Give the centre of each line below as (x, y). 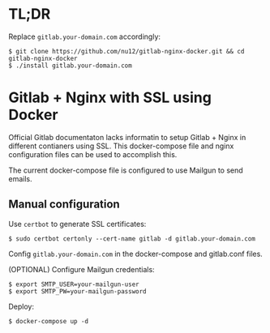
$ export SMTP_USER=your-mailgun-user (74, 284)
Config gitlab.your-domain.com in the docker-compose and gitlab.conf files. (136, 254)
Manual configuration (64, 205)
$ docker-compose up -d (49, 321)
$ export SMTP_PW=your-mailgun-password (78, 291)
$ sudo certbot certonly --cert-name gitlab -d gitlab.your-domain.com (132, 239)
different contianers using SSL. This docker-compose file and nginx (121, 146)
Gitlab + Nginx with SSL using (110, 98)
